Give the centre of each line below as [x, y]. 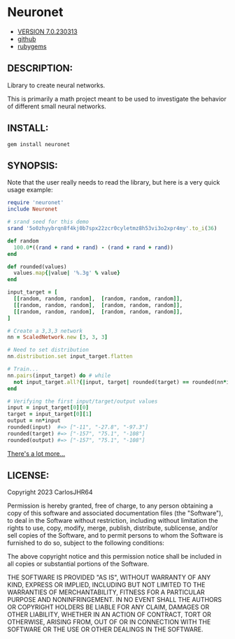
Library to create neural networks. [56, 85]
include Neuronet [33, 209]
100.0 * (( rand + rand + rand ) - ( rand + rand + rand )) [93, 247]
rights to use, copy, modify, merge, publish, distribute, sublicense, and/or [113, 528]
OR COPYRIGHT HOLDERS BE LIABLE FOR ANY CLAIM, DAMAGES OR [108, 607]
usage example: [30, 190]
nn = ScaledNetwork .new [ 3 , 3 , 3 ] [58, 337]
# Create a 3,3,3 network [45, 331]
